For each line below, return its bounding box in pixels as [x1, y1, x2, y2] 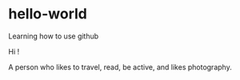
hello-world [8, 5, 88, 23]
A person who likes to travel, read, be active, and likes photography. [8, 62, 232, 72]
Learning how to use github [8, 31, 99, 41]
